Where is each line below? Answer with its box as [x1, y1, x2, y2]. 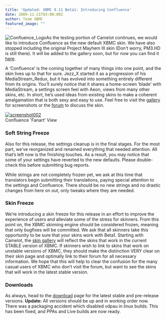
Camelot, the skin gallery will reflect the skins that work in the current [5, 237, 147, 243]
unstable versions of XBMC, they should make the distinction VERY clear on [5, 248, 160, 254]
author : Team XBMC [5, 16, 43, 21]
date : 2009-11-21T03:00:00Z [5, 12, 63, 17]
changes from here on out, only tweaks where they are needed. [5, 187, 135, 193]
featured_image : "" [5, 21, 46, 26]
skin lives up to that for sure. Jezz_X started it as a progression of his [5, 70, 146, 77]
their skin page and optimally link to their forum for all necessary [5, 253, 137, 259]
